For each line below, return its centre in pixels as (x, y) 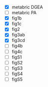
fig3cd (18, 40)
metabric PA (24, 13)
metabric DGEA (27, 7)
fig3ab (18, 35)
